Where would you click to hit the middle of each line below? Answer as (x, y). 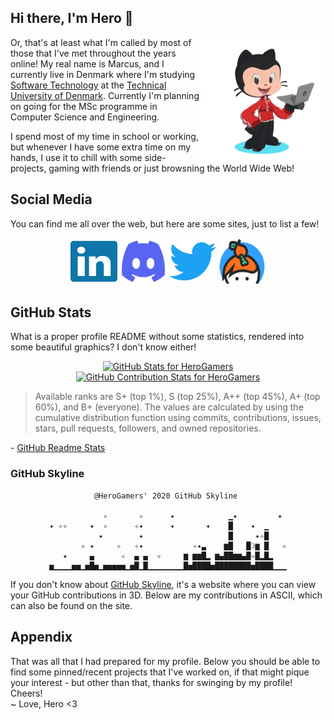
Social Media (51, 199)
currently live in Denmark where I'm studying (103, 74)
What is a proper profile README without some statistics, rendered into (157, 337)
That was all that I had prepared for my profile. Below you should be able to (165, 661)
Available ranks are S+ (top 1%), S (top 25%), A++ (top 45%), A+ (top (177, 397)
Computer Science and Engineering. (85, 117)
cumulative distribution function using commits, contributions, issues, (178, 418)
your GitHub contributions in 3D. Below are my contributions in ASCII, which (166, 595)
